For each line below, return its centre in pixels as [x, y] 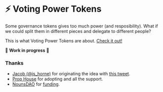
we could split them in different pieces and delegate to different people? [78, 31]
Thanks [14, 63]
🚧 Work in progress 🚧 [27, 50]
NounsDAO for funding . [36, 84]
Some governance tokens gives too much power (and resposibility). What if [82, 26]
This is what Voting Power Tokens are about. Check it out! [64, 41]
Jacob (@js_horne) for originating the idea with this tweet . [71, 74]
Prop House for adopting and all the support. [58, 79]
